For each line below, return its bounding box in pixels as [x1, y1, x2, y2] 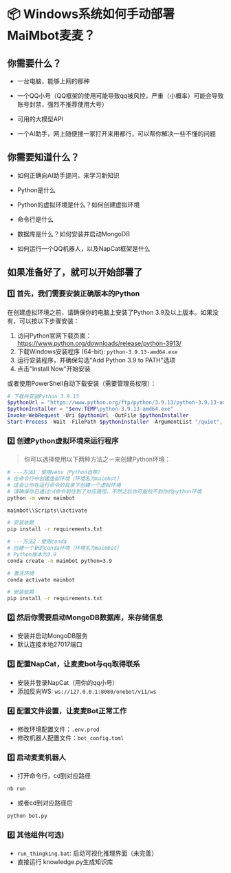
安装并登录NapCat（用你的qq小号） [16, 678, 119, 686]
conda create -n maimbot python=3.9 [7, 557, 112, 564]
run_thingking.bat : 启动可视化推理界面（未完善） [16, 849, 158, 858]
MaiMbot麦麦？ [7, 28, 96, 43]
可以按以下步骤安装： [19, 316, 80, 325]
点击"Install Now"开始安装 [16, 364, 91, 373]
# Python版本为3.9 [7, 551, 57, 558]
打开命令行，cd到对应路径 [16, 772, 91, 780]
